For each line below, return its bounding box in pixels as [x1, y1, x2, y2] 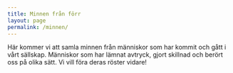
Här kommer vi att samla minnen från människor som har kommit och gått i [7, 43, 227, 52]
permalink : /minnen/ [7, 23, 69, 30]
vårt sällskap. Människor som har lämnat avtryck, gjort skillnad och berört [7, 50, 223, 59]
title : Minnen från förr [7, 10, 81, 18]
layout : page [7, 17, 46, 24]
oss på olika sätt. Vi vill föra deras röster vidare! [7, 58, 147, 67]
